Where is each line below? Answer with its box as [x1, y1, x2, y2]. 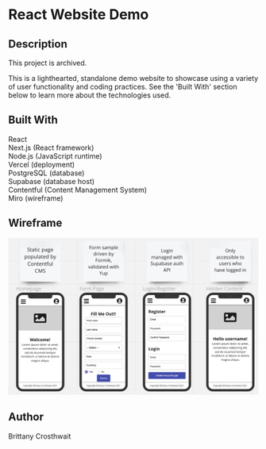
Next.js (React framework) [8, 143, 94, 152]
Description [8, 37, 67, 51]
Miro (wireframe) [8, 193, 64, 203]
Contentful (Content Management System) [8, 185, 148, 194]
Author [8, 410, 44, 424]
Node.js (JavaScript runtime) [8, 151, 102, 160]
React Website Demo [8, 6, 149, 24]
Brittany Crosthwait [8, 431, 71, 441]
